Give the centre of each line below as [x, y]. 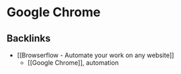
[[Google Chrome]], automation [73, 63]
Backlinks [29, 38]
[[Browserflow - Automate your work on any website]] [95, 55]
